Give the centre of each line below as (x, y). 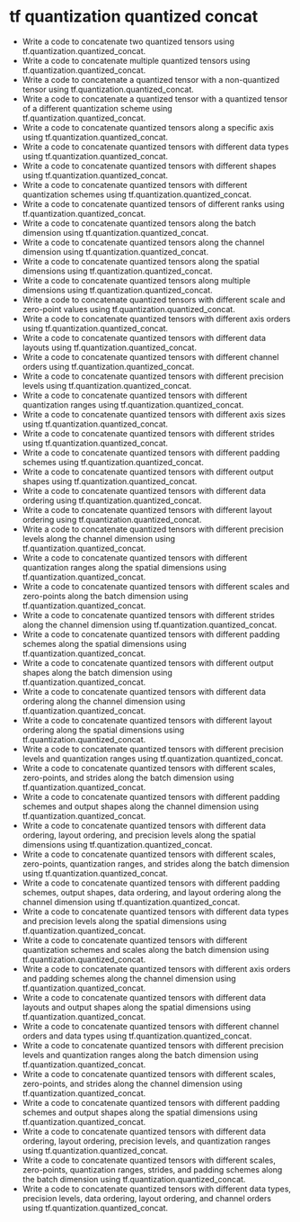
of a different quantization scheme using (97, 108)
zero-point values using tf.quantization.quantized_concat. (128, 309)
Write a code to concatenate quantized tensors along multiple (137, 280)
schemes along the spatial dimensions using (104, 643)
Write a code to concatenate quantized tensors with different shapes (149, 166)
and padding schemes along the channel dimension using (129, 978)
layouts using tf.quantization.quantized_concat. (110, 347)
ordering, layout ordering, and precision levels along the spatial (139, 835)
